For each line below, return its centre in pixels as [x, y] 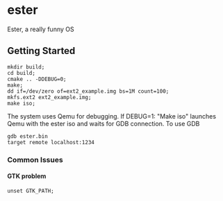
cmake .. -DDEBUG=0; [37, 79]
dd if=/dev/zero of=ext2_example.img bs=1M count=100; [88, 91]
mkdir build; [26, 67]
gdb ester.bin [28, 136]
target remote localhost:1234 [51, 142]
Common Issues [35, 159]
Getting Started [41, 51]
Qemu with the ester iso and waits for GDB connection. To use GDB [104, 123]
